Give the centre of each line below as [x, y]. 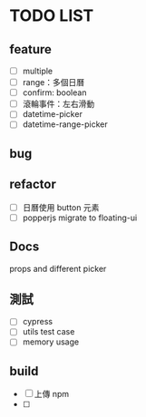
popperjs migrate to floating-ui [80, 218]
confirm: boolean [54, 92]
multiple [38, 71]
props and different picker [58, 268]
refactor [33, 184]
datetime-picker [53, 114]
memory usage [51, 342]
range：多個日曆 [53, 82]
